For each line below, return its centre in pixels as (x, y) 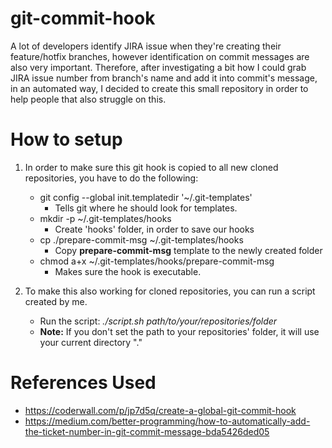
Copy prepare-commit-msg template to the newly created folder (188, 250)
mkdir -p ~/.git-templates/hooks (105, 218)
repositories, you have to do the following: (111, 178)
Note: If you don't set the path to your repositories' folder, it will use (179, 331)
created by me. (56, 301)
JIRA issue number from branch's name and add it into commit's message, (164, 78)
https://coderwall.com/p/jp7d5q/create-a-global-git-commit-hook (160, 410)
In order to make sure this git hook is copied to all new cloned (151, 167)
